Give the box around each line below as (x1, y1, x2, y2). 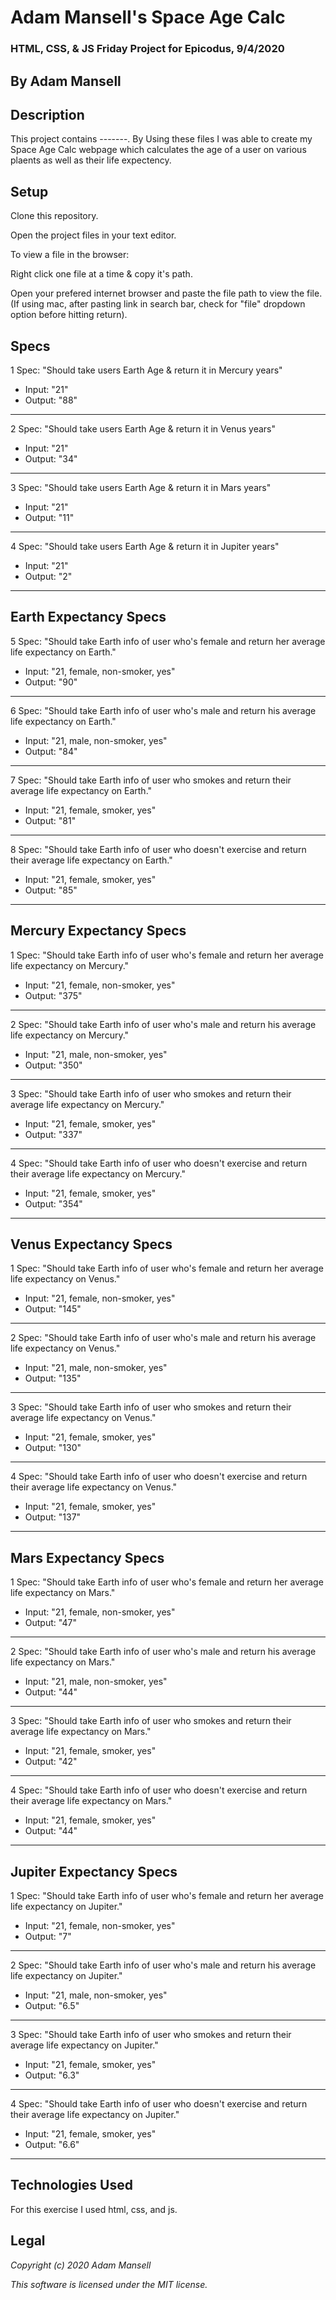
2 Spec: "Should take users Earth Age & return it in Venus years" (10, 422, 276, 435)
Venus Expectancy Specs (10, 1236, 173, 1253)
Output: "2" (24, 570, 73, 582)
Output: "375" (24, 989, 83, 1001)
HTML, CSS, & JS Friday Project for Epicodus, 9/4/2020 (10, 42, 285, 56)
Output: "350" (24, 1059, 83, 1071)
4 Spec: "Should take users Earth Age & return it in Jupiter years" (10, 540, 280, 552)
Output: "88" (24, 394, 78, 406)
